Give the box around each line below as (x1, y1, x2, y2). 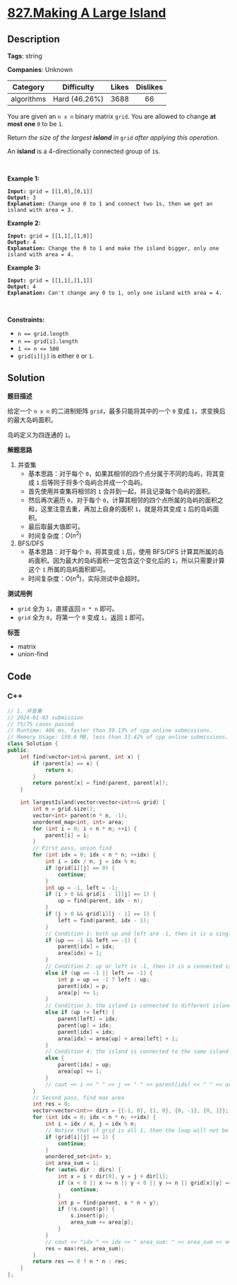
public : (7, 747, 30, 754)
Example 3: (7, 263, 41, 272)
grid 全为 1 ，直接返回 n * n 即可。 (17, 605, 119, 613)
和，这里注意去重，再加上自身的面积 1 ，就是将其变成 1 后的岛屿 (28, 505, 213, 513)
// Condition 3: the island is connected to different (44, 1002, 210, 1010)
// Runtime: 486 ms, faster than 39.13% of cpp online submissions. (7, 727, 213, 735)
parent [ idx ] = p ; (57, 982, 109, 989)
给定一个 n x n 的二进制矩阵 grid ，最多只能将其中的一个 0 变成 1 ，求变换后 (7, 406, 226, 415)
